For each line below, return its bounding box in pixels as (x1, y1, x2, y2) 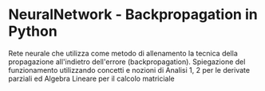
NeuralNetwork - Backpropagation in (8, 6, 258, 24)
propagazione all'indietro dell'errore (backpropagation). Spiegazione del (8, 57, 246, 66)
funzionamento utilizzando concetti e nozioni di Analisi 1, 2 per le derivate (8, 65, 250, 74)
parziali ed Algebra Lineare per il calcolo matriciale (8, 74, 175, 83)
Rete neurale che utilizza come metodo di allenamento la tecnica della (8, 48, 238, 58)
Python (8, 22, 57, 40)
